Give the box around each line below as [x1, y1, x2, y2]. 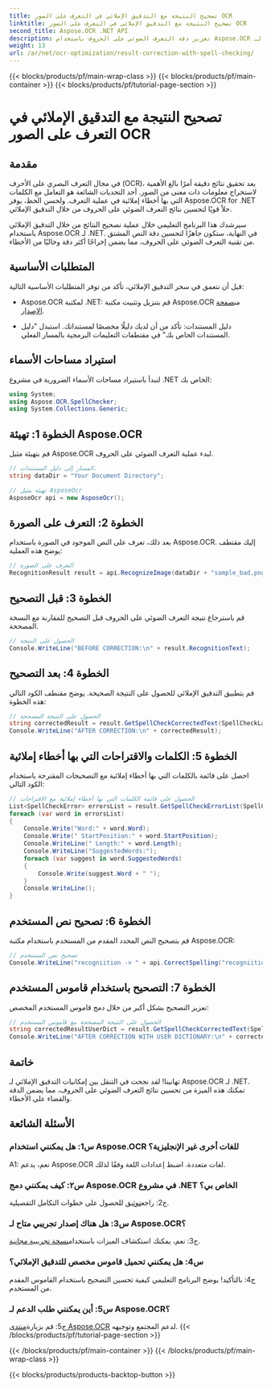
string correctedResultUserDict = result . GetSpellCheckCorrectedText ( [9, 1026, 251, 1034]
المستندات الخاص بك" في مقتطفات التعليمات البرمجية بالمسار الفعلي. [20, 329, 230, 339]
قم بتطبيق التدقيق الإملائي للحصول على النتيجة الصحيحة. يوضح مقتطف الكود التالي [9, 687, 255, 697]
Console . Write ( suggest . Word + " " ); [38, 869, 161, 877]
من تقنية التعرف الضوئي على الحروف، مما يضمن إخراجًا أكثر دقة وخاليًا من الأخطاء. [9, 237, 256, 246]
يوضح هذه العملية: [9, 546, 63, 555]
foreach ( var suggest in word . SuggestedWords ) [23, 854, 183, 862]
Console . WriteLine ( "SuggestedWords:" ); [23, 847, 158, 856]
